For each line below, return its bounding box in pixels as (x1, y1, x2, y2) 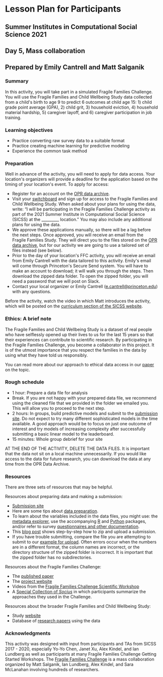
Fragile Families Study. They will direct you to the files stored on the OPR (12, 237, 158, 243)
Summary (5, 78, 29, 84)
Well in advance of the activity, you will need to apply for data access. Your (5, 171, 155, 177)
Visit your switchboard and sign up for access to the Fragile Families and (12, 196, 158, 202)
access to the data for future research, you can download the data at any (5, 456, 151, 462)
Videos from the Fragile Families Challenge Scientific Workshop (12, 583, 140, 590)
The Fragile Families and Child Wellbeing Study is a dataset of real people (5, 326, 152, 332)
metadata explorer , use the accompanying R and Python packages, (12, 518, 147, 524)
